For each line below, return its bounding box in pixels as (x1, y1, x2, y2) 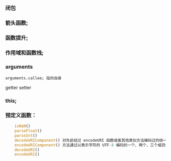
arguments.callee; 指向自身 (5, 75, 62, 81)
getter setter (5, 84, 32, 90)
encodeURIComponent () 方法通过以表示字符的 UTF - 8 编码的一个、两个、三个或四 (14, 142, 165, 148)
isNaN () (14, 123, 31, 129)
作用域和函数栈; (5, 49, 44, 56)
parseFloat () (14, 128, 42, 134)
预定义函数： (5, 112, 37, 119)
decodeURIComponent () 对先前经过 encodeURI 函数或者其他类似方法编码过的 (14, 138, 159, 143)
